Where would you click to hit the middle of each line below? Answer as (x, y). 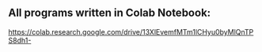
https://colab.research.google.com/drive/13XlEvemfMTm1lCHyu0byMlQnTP (131, 32)
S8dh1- (20, 40)
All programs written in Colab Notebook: (110, 13)
